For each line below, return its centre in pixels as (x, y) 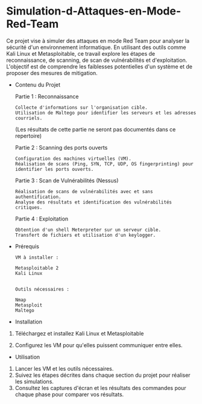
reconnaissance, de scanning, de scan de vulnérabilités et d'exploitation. (97, 60)
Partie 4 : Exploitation (42, 219)
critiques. (29, 207)
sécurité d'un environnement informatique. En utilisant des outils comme (96, 47)
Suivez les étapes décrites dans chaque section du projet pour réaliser (103, 375)
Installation (29, 322)
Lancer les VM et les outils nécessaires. (64, 368)
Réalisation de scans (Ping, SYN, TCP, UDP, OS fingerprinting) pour (104, 164)
